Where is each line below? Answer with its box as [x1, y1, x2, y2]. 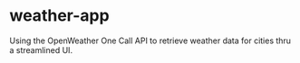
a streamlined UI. [9, 44, 73, 55]
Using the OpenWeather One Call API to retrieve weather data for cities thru [9, 35, 292, 46]
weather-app [9, 5, 111, 26]
